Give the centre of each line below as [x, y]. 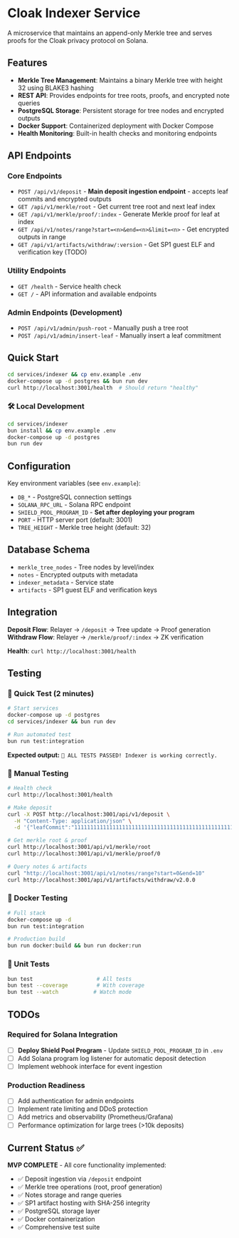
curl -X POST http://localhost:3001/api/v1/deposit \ [89, 814]
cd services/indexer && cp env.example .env [74, 374]
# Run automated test [39, 735]
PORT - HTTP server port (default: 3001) [75, 520]
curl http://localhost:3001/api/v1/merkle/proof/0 [84, 854]
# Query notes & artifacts [47, 866]
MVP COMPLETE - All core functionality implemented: [87, 1165]
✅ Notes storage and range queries [70, 1195]
